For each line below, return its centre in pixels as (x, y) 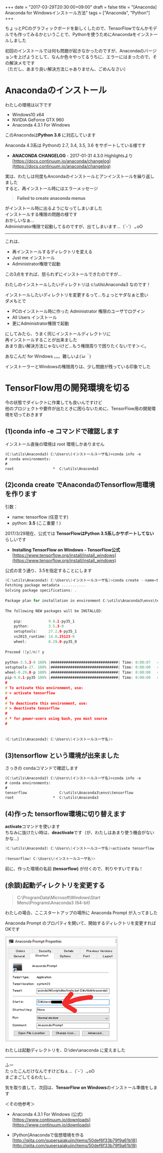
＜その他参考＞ (20, 1104)
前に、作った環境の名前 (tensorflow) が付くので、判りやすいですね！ (74, 869)
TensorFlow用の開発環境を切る (67, 388)
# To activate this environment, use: (44, 688)
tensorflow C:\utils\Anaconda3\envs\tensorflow (69, 793)
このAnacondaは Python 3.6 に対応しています (50, 135)
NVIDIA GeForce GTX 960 (38, 120)
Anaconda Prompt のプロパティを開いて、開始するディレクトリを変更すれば (81, 923)
